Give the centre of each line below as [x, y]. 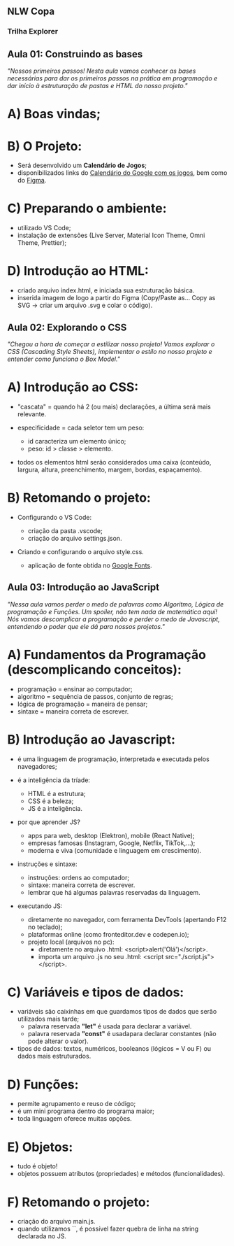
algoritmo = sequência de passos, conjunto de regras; [95, 696]
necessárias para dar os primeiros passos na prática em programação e [112, 78]
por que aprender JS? [49, 822]
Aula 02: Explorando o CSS [67, 327]
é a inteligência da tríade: [54, 780]
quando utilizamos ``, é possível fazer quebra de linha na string [108, 1229]
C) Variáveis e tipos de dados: [96, 992]
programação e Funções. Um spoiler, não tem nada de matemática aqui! [112, 611]
